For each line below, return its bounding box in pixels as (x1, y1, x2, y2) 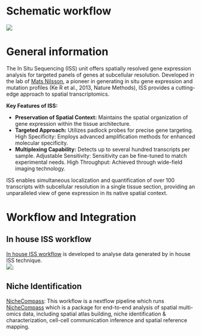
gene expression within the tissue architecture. (14, 120, 131, 127)
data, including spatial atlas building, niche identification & (22, 310, 166, 317)
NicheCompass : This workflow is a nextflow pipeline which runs (6, 297, 164, 305)
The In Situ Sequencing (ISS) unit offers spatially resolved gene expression (6, 64, 191, 72)
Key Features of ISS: (6, 102, 58, 109)
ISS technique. (6, 257, 43, 264)
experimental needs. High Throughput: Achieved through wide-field (14, 158, 183, 166)
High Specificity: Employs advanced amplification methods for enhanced (14, 132, 196, 140)
